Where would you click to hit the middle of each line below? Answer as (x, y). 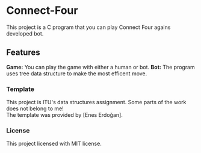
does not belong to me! (35, 108)
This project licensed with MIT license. (54, 144)
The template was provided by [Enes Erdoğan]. (65, 115)
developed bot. (25, 33)
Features (23, 53)
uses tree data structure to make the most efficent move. (77, 73)
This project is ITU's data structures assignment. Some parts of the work (96, 102)
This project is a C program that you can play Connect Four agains (88, 27)
